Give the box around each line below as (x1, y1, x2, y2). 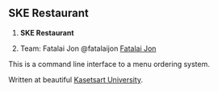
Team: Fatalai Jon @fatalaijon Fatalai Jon (19, 44, 157, 53)
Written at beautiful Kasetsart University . (8, 74, 144, 84)
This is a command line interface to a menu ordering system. (8, 59, 210, 69)
